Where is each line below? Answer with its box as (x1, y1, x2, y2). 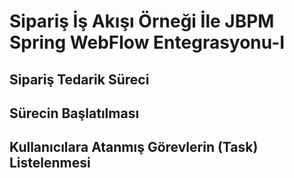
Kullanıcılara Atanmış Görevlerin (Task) (9, 139, 259, 156)
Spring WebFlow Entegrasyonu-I (9, 31, 286, 54)
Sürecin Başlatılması (9, 105, 140, 122)
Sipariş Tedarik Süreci (9, 71, 150, 88)
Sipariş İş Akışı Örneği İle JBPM (9, 10, 275, 33)
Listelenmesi (9, 155, 91, 172)
